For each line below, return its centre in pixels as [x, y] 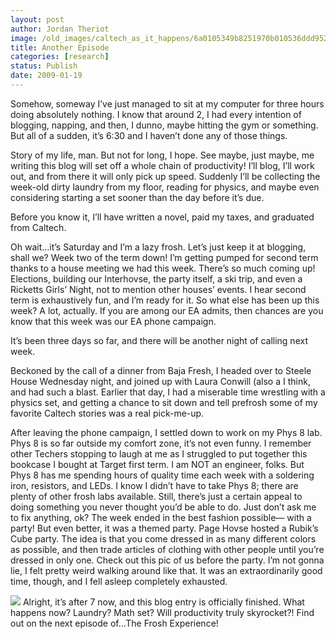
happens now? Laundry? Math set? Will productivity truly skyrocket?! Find [162, 612]
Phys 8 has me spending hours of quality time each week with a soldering [162, 475]
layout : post [37, 19]
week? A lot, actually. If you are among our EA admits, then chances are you [167, 310]
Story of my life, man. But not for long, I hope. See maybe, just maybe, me [162, 155]
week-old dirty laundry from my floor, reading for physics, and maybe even [165, 187]
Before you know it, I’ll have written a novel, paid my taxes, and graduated [162, 217]
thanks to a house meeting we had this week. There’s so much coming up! [163, 268]
